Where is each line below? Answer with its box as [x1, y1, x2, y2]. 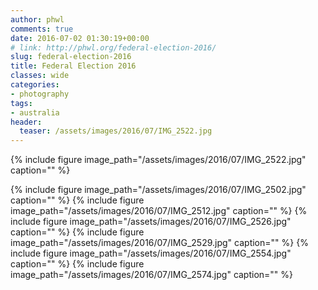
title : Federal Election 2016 [10, 61, 137, 71]
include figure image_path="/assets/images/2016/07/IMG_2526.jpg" [10, 216, 292, 228]
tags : [10, 98, 33, 108]
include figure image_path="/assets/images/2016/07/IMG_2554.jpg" [10, 247, 292, 260]
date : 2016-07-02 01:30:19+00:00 [10, 33, 150, 43]
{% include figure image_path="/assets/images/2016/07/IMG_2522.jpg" [10, 154, 307, 166]
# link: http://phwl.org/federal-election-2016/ [10, 42, 217, 53]
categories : [10, 80, 60, 90]
